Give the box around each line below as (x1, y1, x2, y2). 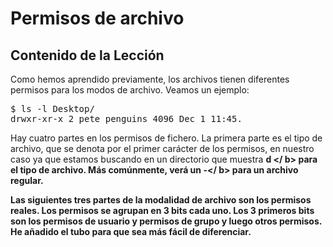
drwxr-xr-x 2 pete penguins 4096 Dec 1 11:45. (10, 113, 243, 124)
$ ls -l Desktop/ (10, 103, 95, 114)
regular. (10, 175, 44, 186)
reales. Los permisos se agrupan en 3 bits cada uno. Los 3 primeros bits (10, 205, 315, 216)
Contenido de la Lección (10, 47, 165, 64)
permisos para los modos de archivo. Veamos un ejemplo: (10, 84, 250, 96)
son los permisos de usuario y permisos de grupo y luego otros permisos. (10, 215, 322, 227)
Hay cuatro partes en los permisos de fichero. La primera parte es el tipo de (10, 132, 323, 144)
